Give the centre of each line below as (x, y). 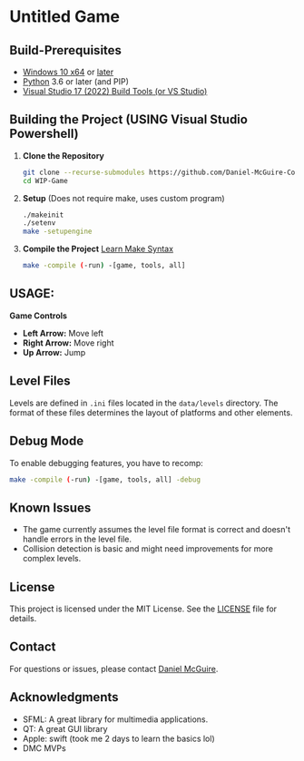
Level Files (40, 381)
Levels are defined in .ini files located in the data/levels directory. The (144, 403)
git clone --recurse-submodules (83, 172)
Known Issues (50, 507)
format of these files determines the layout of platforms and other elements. (151, 412)
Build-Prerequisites (66, 50)
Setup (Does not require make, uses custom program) (123, 198)
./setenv (39, 223)
